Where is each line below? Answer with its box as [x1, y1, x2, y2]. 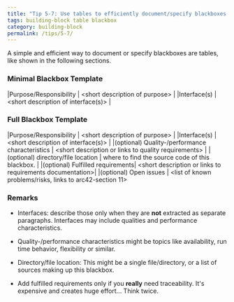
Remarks [7, 193, 38, 203]
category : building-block [7, 23, 82, 30]
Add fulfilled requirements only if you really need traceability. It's [17, 280, 205, 288]
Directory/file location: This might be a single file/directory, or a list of [17, 259, 217, 267]
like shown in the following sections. [7, 57, 112, 65]
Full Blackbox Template [7, 115, 88, 125]
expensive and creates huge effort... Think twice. [17, 287, 159, 295]
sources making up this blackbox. [17, 266, 115, 274]
